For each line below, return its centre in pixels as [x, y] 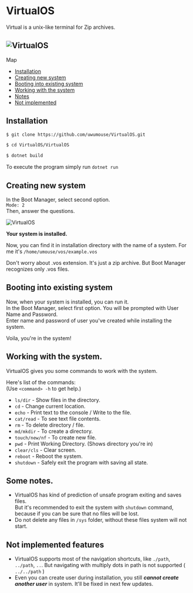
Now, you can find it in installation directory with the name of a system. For [96, 245]
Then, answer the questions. [40, 211]
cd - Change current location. [50, 406]
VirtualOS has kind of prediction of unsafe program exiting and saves [98, 495]
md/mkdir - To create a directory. [53, 431]
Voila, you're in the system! [39, 338]
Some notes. [30, 481]
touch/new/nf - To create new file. [55, 437]
